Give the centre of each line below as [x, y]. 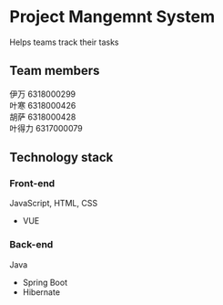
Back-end [31, 245]
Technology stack [61, 158]
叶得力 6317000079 [46, 128]
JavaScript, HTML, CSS [54, 204]
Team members [55, 71]
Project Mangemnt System [112, 17]
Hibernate [41, 292]
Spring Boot [45, 282]
